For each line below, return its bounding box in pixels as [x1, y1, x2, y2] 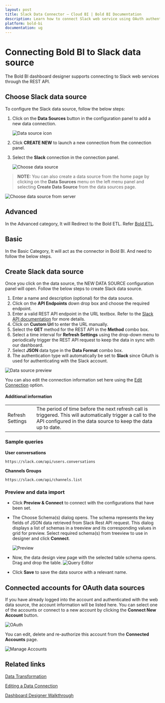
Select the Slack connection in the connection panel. [12, 154, 119, 160]
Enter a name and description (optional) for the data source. [12, 295, 134, 301]
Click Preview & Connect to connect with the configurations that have [12, 500, 154, 506]
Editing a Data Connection [5, 683, 58, 689]
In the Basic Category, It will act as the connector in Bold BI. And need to [5, 248, 152, 254]
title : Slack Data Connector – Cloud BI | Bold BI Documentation [5, 12, 141, 17]
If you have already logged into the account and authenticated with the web [5, 596, 158, 602]
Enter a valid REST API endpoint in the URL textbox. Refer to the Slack [12, 311, 154, 317]
